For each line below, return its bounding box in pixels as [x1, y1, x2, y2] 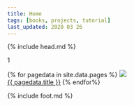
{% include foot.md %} [7, 92, 73, 100]
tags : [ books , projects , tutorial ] [7, 17, 111, 24]
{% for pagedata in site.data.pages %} [7, 71, 118, 79]
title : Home [7, 10, 42, 18]
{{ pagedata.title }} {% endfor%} [7, 78, 100, 86]
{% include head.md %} [7, 43, 77, 51]
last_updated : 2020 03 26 [7, 23, 82, 30]
